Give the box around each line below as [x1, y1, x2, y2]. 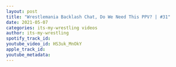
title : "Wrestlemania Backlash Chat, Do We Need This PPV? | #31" [6, 14, 171, 20]
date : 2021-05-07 [6, 19, 48, 25]
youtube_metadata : [6, 52, 51, 58]
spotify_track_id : [6, 36, 51, 41]
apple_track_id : [6, 47, 45, 52]
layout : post [6, 8, 38, 15]
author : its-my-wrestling [6, 30, 69, 36]
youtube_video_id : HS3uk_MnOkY [6, 41, 82, 47]
